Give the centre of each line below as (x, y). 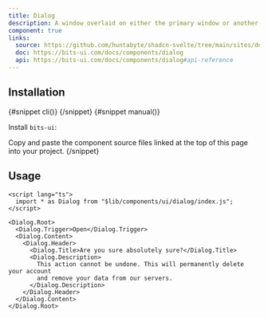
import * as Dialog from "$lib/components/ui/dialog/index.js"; (124, 201)
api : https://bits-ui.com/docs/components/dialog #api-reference (124, 61)
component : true (35, 30)
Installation (37, 92)
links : (19, 38)
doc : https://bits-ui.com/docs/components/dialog (99, 53)
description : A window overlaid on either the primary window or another (134, 23)
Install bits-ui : (33, 127)
